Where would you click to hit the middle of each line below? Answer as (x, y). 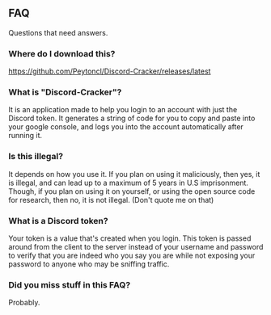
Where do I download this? (62, 53)
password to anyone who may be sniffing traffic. (89, 264)
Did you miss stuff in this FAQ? (70, 284)
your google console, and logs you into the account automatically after (126, 127)
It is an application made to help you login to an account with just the (123, 110)
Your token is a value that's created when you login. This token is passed (130, 238)
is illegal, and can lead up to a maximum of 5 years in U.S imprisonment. (129, 183)
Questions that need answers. (58, 32)
